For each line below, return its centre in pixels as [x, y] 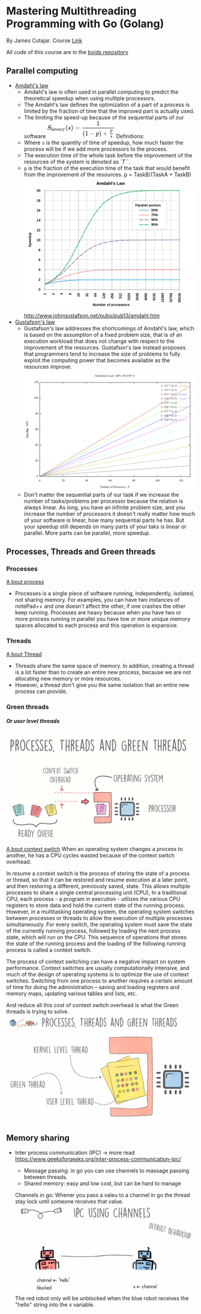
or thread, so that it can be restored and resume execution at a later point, [97, 880]
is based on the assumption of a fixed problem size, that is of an [103, 335]
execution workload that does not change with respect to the [99, 341]
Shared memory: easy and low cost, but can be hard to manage [102, 1183]
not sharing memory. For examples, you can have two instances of [97, 600]
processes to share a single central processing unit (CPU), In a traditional [97, 892]
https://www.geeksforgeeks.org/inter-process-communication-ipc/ [98, 1159]
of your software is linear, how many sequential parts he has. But [104, 520]
